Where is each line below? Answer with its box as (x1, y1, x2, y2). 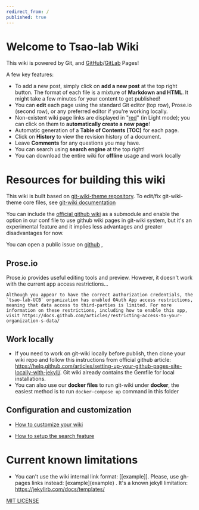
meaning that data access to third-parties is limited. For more (6, 302, 172, 308)
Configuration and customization (6, 405, 132, 415)
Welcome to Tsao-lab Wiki (6, 40, 139, 54)
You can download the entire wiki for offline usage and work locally (14, 152, 181, 159)
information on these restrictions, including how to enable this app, (6, 308, 188, 314)
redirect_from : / (6, 8, 49, 15)
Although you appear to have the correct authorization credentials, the (6, 292, 194, 298)
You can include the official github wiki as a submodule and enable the (6, 211, 180, 218)
